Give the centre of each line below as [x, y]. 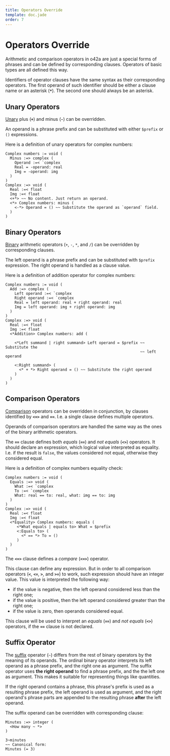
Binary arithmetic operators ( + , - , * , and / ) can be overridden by [72, 244]
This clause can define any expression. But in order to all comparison [78, 568]
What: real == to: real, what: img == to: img [65, 495]
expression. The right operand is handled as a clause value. [68, 265]
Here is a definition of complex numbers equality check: [64, 468]
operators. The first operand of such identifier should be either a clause [81, 85]
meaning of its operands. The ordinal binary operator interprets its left [79, 660]
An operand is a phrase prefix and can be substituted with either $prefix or [84, 129]
